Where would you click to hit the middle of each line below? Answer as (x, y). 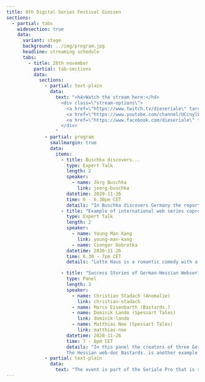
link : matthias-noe (102, 330)
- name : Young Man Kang (102, 233)
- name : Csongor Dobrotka (105, 245)
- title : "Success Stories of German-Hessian (120, 273)
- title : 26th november (58, 63)
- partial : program (70, 137)
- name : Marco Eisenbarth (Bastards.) (121, 307)
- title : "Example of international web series (122, 211)
